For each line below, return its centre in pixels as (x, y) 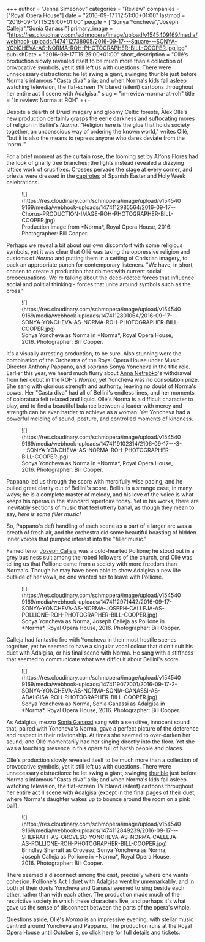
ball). (13, 806)
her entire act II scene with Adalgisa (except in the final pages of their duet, (101, 792)
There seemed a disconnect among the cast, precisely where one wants (97, 875)
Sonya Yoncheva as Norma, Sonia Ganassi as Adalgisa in (93, 704)
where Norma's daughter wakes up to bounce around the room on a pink (98, 799)
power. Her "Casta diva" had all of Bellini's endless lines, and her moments (100, 393)
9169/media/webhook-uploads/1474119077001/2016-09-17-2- (99, 684)
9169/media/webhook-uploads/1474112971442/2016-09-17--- (99, 602)
